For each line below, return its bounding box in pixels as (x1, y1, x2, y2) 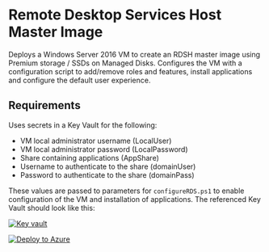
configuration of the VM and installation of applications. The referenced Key (8, 194, 261, 204)
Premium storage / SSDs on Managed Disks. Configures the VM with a (8, 58, 242, 68)
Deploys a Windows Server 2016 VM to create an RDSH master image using (8, 49, 261, 59)
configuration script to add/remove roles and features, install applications (8, 66, 253, 76)
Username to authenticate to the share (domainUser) (19, 162, 196, 171)
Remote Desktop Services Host (8, 6, 222, 24)
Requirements (8, 99, 81, 112)
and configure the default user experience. (8, 75, 151, 85)
